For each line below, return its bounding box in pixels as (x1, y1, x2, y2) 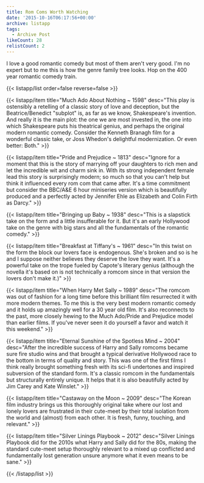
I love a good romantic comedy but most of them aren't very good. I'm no (6, 59, 191, 67)
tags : (6, 26, 20, 32)
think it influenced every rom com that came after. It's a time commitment (6, 180, 191, 187)
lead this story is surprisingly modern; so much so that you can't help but (6, 173, 190, 180)
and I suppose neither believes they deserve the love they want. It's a (6, 255, 181, 263)
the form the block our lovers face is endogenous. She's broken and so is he (6, 249, 198, 256)
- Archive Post (12, 32, 51, 38)
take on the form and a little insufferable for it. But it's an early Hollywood (6, 217, 190, 225)
